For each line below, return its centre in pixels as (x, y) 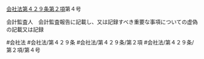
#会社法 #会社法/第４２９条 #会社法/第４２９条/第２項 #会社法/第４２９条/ (100, 42)
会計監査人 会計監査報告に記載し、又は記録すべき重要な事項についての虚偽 (102, 22)
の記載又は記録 (25, 29)
